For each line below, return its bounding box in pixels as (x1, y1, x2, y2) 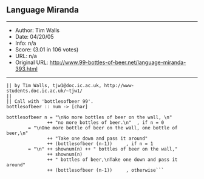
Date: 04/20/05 (15, 33, 54, 40)
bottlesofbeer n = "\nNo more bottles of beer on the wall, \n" (6, 114, 172, 120)
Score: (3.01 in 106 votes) (15, 45, 79, 53)
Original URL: (15, 59, 49, 66)
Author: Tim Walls (15, 27, 59, 34)
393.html (15, 65, 38, 72)
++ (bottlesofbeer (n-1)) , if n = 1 (47, 140, 154, 147)
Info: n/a (15, 39, 36, 47)
